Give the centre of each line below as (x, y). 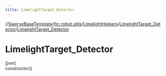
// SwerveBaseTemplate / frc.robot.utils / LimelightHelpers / (62, 24)
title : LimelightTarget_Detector (40, 10)
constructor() (19, 68)
